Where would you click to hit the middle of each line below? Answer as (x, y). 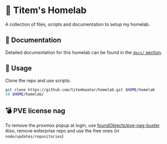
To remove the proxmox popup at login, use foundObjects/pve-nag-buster (83, 125)
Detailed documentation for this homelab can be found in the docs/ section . (84, 52)
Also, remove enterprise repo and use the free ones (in (62, 131)
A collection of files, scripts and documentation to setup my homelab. (78, 24)
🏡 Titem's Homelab (46, 10)
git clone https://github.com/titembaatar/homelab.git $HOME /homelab (80, 90)
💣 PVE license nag (35, 111)
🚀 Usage (18, 68)
